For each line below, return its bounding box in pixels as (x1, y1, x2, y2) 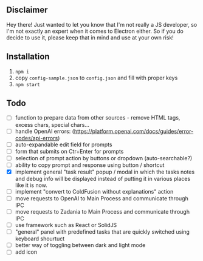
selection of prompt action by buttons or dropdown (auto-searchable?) (15, 154, 193, 161)
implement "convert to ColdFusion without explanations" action (15, 188, 174, 195)
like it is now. (15, 181, 47, 189)
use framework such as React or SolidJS (15, 222, 117, 229)
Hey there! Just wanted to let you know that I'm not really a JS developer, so (6, 21, 198, 28)
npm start (15, 81, 41, 87)
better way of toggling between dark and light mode (15, 242, 146, 249)
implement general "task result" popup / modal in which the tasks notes (15, 168, 195, 175)
